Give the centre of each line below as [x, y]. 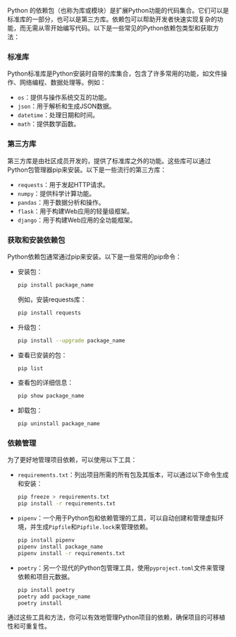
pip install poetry [46, 590]
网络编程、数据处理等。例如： [63, 83]
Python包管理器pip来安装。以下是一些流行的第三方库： [87, 169]
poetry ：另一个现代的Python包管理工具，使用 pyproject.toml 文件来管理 [121, 568]
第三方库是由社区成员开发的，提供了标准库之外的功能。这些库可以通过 [109, 160]
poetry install [40, 603]
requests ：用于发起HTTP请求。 [63, 184]
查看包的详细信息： [45, 383]
